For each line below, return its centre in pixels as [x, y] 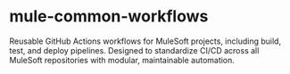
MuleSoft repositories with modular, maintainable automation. [122, 60]
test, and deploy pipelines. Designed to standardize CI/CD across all [134, 50]
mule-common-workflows [109, 16]
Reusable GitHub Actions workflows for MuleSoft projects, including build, [145, 41]
